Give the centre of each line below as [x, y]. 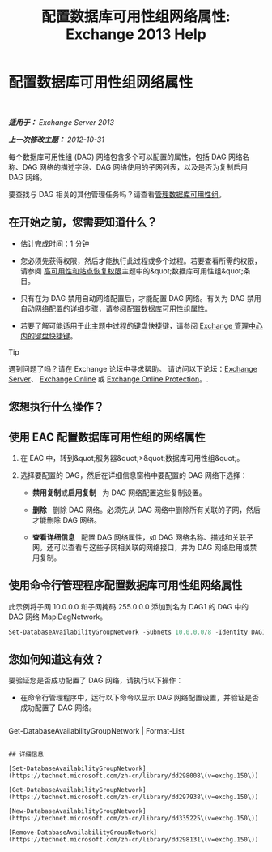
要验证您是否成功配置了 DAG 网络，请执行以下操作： [96, 680]
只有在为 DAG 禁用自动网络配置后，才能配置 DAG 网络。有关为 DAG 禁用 [140, 298]
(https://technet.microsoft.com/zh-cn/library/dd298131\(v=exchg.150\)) [134, 840]
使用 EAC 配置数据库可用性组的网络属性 [107, 437]
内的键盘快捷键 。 [49, 336]
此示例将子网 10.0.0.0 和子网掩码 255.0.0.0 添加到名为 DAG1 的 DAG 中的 [129, 606]
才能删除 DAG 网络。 [66, 519]
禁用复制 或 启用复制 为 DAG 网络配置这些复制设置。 [119, 493]
